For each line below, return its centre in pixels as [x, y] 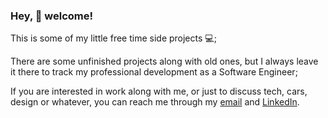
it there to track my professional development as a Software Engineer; [154, 72]
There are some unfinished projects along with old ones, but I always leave [164, 61]
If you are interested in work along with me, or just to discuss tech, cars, [159, 91]
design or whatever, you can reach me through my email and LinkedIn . [155, 102]
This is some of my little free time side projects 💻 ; [113, 38]
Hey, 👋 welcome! [52, 16]
